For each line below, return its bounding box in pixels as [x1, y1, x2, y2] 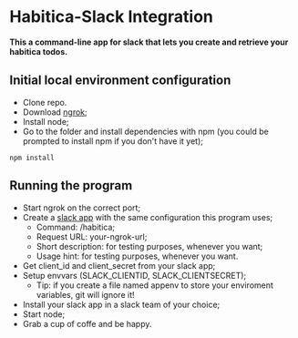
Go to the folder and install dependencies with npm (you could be [22, 126, 269, 137]
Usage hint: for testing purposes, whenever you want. [36, 251, 239, 261]
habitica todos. [9, 46, 68, 56]
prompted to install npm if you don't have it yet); [22, 135, 203, 147]
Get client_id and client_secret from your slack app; [22, 260, 216, 271]
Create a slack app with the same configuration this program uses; [22, 211, 273, 222]
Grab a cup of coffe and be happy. [22, 318, 152, 329]
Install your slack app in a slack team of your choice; [22, 299, 221, 310]
